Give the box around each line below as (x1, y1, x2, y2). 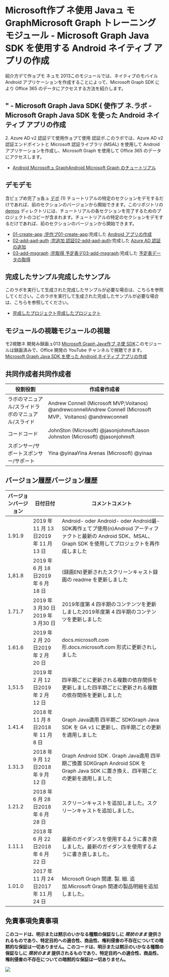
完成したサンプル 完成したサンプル (5, 272, 111, 281)
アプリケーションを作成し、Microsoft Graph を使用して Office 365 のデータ (5, 147, 161, 153)
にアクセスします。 (5, 153, 44, 160)
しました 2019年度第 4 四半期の (61, 608, 137, 615)
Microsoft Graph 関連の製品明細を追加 (68, 883, 158, 890)
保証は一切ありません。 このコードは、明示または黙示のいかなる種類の (18, 944, 164, 950)
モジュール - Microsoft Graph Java (5, 30, 149, 41)
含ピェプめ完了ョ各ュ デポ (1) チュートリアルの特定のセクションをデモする (5, 195, 159, 201)
